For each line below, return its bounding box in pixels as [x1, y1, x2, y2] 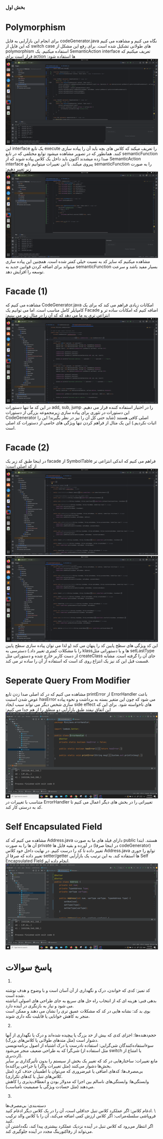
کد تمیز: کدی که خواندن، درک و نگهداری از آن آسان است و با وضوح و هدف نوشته [5, 987, 150, 993]
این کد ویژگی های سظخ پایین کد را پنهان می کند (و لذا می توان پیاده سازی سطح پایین [5, 643, 158, 648]
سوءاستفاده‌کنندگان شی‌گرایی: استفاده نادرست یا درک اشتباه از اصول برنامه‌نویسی [5, 1042, 154, 1049]
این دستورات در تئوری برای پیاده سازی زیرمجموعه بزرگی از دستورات [5, 410, 130, 416]
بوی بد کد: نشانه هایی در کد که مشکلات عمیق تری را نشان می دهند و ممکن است [5, 1008, 150, 1014]
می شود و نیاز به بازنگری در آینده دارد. [5, 1003, 74, 1009]
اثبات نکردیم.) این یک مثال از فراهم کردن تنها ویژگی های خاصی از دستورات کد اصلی [5, 420, 157, 426]
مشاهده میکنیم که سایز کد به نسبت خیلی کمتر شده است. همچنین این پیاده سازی [5, 258, 150, 264]
